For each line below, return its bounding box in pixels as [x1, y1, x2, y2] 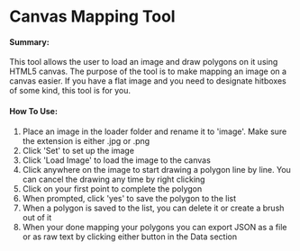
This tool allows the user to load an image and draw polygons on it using [9, 57, 278, 67]
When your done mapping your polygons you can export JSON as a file [22, 221, 287, 232]
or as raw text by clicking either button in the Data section [22, 231, 238, 242]
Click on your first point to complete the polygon [22, 183, 203, 194]
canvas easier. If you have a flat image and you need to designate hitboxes [9, 76, 286, 86]
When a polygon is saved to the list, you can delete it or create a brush [22, 202, 285, 213]
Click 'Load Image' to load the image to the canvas [22, 155, 212, 166]
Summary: [9, 36, 50, 47]
